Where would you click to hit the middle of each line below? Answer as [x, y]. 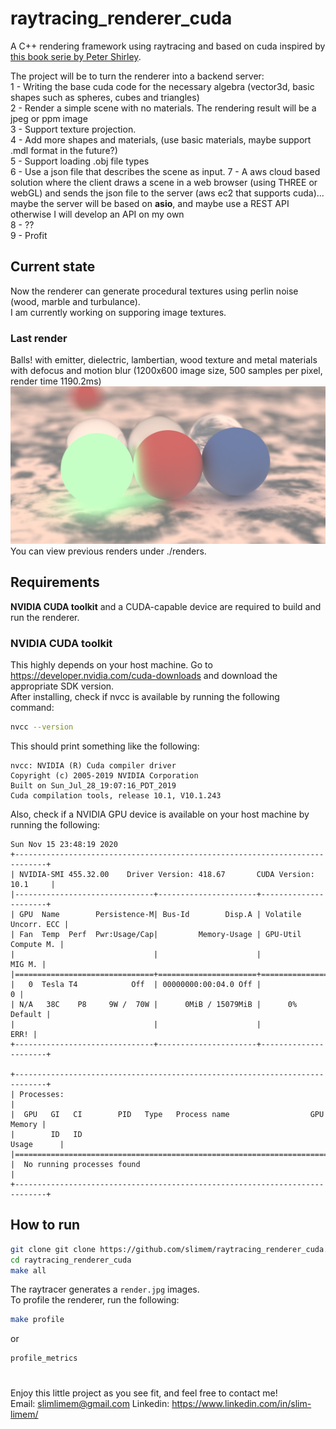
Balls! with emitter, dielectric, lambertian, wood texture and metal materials [164, 360]
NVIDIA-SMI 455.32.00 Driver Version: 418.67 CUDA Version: [167, 875]
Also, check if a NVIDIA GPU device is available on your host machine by [160, 814]
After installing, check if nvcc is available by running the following [145, 697]
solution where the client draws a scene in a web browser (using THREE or [164, 182]
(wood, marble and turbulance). [75, 301]
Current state [53, 267]
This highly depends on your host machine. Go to [111, 665]
